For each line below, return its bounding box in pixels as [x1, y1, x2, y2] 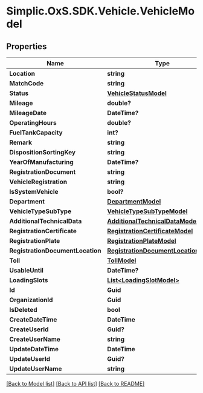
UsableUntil [9, 266, 44, 274]
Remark [9, 138, 32, 147]
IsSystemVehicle [9, 188, 59, 196]
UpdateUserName [9, 365, 62, 373]
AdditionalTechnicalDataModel [107, 217, 198, 225]
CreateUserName [9, 335, 60, 343]
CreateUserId [9, 325, 49, 334]
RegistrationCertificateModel [107, 227, 193, 235]
